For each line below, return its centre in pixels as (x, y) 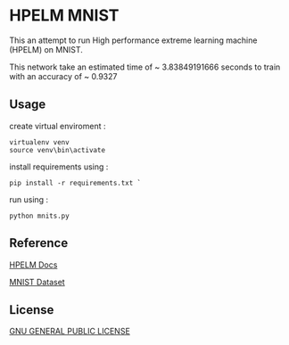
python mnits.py (39, 216)
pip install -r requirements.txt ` (75, 183)
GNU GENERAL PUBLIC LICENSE (70, 332)
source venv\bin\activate (57, 150)
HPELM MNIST (64, 16)
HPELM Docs (33, 265)
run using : (29, 199)
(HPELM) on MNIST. (46, 49)
